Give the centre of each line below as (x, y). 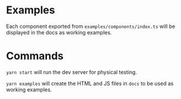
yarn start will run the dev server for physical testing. (71, 72)
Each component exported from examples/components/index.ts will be (90, 26)
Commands (35, 56)
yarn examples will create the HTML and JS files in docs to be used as (90, 83)
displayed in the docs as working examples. (59, 32)
